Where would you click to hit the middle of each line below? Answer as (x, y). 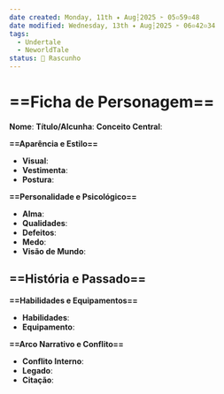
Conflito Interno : (53, 361)
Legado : (37, 370)
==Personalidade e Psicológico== (73, 196)
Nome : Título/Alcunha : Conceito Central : (86, 126)
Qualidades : (45, 223)
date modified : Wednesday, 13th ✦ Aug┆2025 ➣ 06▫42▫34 (112, 26)
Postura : (38, 179)
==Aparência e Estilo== (54, 143)
